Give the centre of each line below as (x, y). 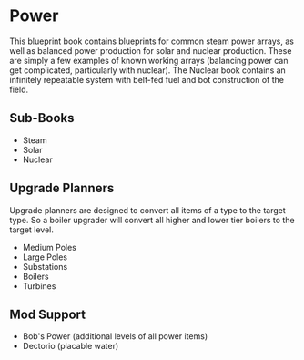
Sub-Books (42, 118)
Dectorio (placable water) (71, 346)
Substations (45, 266)
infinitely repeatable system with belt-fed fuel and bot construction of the (147, 79)
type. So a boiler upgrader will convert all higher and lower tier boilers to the (152, 220)
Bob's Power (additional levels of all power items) (115, 336)
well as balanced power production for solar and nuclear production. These (151, 50)
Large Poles (45, 257)
